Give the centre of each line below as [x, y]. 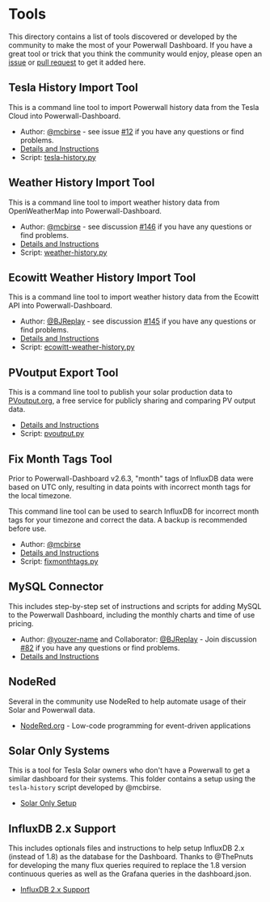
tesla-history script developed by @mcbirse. [85, 788]
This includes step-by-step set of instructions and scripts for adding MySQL [135, 606]
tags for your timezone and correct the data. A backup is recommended [128, 520]
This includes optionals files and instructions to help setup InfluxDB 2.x [127, 848]
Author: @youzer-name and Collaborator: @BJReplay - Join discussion [138, 639]
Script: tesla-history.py [58, 157]
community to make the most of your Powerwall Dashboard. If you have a [131, 44]
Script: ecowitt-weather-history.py [77, 347]
